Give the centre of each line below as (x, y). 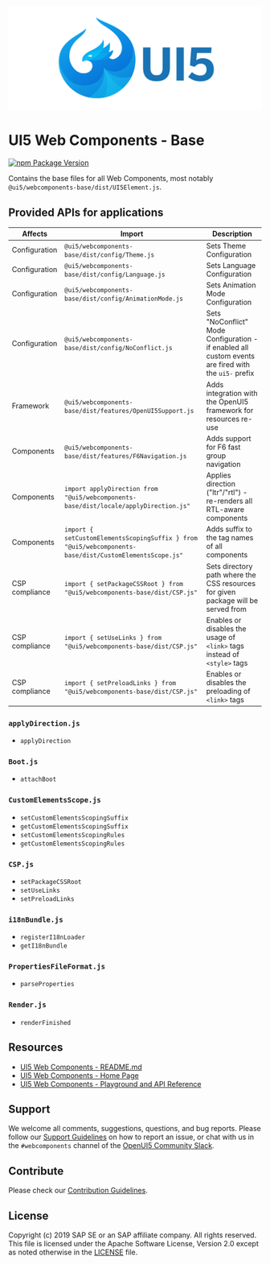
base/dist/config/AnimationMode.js (123, 299)
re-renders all (229, 501)
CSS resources (231, 583)
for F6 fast (223, 447)
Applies (219, 475)
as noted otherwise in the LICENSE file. (73, 1252)
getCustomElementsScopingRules (72, 844)
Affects (35, 234)
